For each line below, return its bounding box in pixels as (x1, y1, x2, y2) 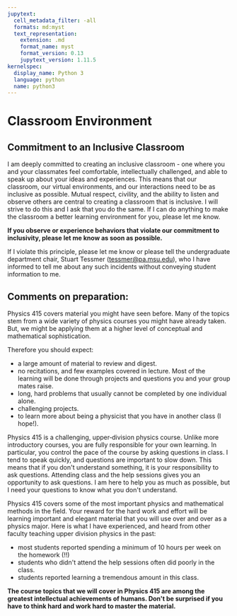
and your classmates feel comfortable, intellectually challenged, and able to (7, 168, 228, 176)
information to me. (7, 270, 62, 279)
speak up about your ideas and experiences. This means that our (7, 175, 197, 184)
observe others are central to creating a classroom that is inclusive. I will (7, 197, 218, 206)
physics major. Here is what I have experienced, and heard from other (7, 522, 211, 530)
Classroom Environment (7, 113, 152, 129)
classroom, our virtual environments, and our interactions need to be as (7, 182, 216, 191)
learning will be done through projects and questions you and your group (17, 374, 231, 383)
